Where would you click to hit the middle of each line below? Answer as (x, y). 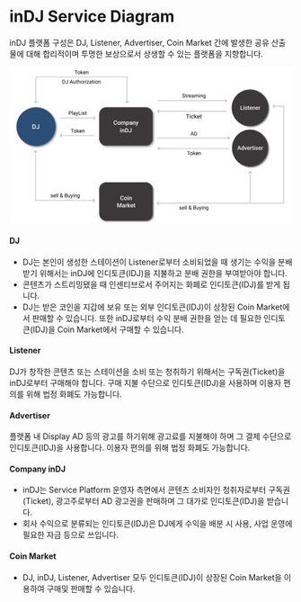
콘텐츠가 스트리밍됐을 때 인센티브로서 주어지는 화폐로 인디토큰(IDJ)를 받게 (151, 284)
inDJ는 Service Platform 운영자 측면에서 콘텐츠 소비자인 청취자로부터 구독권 (156, 490)
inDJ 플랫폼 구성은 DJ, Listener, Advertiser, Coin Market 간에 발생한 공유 (139, 42)
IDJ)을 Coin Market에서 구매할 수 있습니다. (108, 329)
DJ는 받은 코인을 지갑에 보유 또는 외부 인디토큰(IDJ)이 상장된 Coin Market (152, 307)
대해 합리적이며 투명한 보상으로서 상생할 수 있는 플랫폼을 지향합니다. (144, 54)
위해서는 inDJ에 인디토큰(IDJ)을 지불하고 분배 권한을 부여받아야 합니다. (163, 273)
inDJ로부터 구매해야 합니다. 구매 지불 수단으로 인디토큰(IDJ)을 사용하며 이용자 (145, 383)
